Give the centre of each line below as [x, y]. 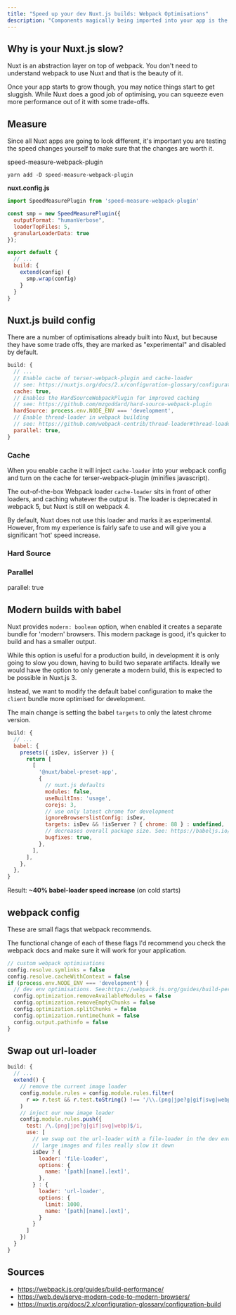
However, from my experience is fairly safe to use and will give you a [107, 527]
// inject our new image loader [67, 1113]
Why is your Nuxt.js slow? [66, 49]
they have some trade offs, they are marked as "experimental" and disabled [117, 345]
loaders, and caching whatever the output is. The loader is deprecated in [112, 499]
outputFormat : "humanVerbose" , [59, 220]
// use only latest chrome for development [109, 811]
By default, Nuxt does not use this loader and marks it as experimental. [110, 520]
